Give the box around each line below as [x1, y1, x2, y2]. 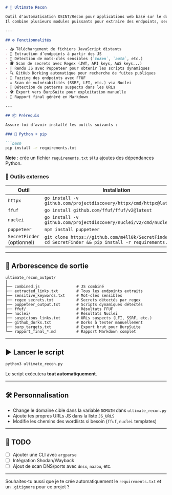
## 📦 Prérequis [5, 113, 40, 118]
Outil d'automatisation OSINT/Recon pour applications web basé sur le [5, 14, 161, 19]
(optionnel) [8, 239, 35, 246]
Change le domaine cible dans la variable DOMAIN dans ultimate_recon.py [12, 407, 167, 413]
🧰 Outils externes [5, 173, 49, 180]
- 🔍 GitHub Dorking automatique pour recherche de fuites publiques [5, 70, 156, 75]
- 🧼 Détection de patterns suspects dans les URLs [5, 85, 116, 90]
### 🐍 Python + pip [5, 131, 47, 137]
